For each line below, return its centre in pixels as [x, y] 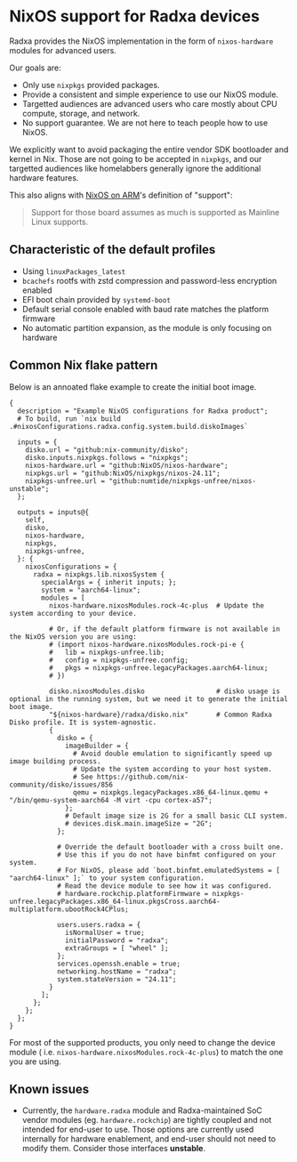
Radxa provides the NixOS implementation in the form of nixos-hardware [141, 41]
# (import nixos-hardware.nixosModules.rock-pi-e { [146, 644]
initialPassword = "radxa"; [117, 940]
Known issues [49, 1089]
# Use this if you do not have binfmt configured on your [166, 855]
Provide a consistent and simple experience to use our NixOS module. [150, 94]
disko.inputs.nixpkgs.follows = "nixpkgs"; [107, 457]
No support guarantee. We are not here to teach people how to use [145, 123]
